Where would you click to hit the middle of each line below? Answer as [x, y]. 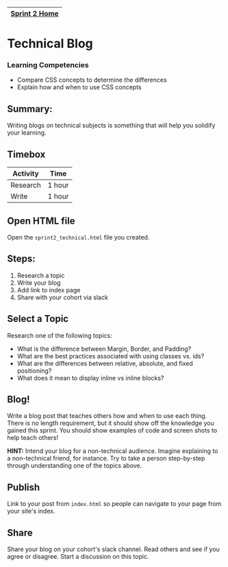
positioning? [34, 371]
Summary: [30, 109]
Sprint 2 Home [35, 13]
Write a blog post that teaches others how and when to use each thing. [107, 416]
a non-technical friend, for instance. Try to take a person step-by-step [106, 459]
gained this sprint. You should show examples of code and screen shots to [112, 430]
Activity [26, 174]
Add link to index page [49, 290]
